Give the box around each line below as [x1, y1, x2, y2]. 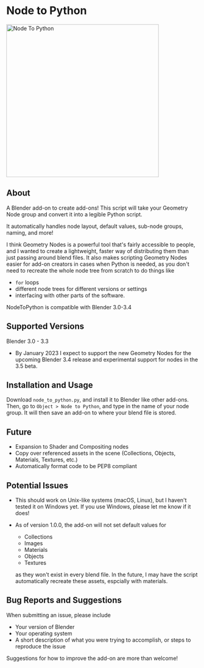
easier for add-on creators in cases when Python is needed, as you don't [6, 260, 190, 268]
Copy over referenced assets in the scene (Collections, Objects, [15, 450, 176, 457]
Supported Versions [6, 321, 84, 332]
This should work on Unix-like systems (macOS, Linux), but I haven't [15, 496, 187, 504]
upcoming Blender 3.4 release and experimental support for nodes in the [15, 356, 199, 363]
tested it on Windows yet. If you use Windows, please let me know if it [15, 503, 191, 510]
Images [24, 540, 43, 547]
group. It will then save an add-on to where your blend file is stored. [6, 409, 177, 416]
